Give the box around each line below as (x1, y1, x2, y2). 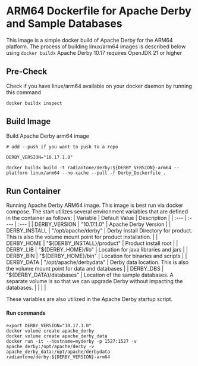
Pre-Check (6, 67, 48, 77)
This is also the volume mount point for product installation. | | (6, 234, 158, 241)
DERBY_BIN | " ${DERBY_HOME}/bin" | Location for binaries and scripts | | (6, 252, 187, 260)
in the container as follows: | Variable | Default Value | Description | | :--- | (6, 215, 187, 222)
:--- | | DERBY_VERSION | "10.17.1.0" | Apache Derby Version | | (17, 221, 171, 228)
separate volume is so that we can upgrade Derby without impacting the (6, 278, 183, 285)
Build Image (6, 116, 51, 126)
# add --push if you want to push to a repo (6, 144, 118, 150)
